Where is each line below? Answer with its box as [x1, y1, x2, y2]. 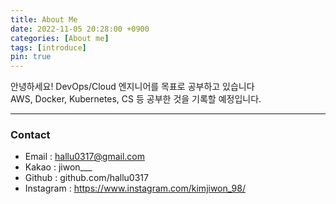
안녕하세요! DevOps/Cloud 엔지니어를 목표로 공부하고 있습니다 [10, 81, 255, 93]
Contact [10, 128, 51, 142]
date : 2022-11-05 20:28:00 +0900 [10, 24, 150, 34]
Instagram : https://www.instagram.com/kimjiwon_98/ [24, 182, 246, 195]
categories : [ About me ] [10, 33, 110, 43]
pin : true [10, 52, 52, 62]
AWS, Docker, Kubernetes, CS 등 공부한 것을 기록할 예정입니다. [10, 93, 262, 105]
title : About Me [10, 14, 78, 25]
